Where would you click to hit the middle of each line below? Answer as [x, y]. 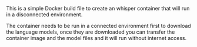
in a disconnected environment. [44, 15]
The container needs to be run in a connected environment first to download [98, 26]
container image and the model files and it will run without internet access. [96, 38]
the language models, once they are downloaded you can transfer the [91, 32]
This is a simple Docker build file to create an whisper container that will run [98, 8]
